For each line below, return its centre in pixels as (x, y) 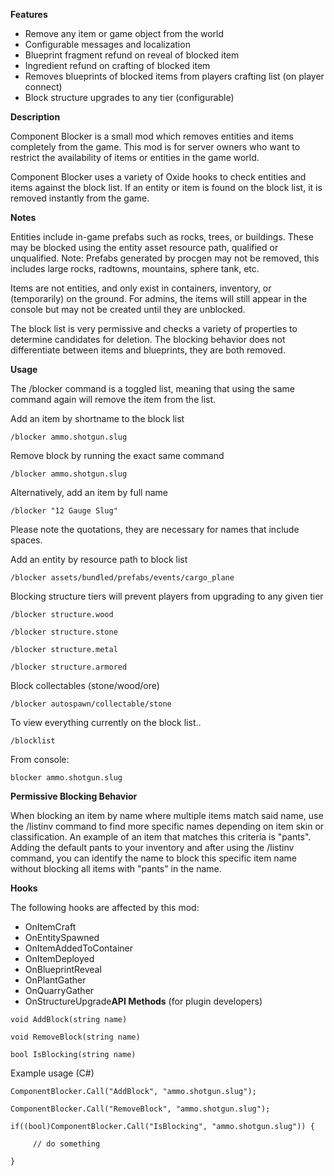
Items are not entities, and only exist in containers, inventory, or (141, 288)
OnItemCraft (50, 927)
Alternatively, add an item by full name (89, 492)
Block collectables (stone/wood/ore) (85, 685)
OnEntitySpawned (62, 937)
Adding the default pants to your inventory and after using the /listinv (152, 847)
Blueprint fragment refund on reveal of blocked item (132, 55)
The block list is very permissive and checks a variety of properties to (154, 328)
